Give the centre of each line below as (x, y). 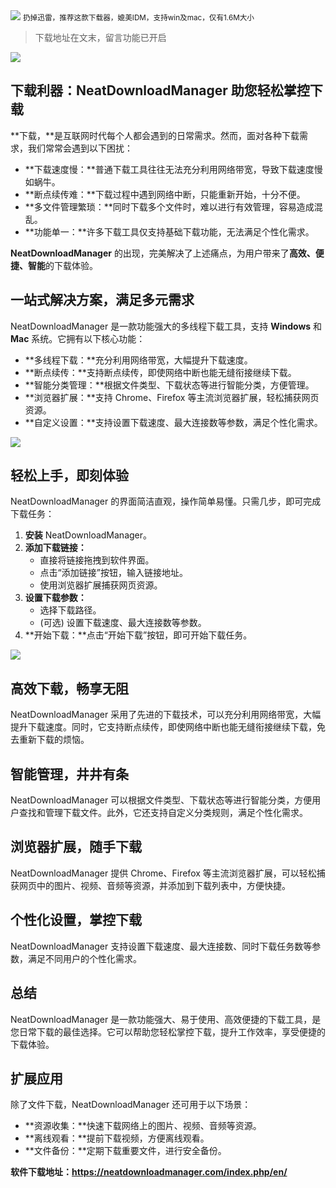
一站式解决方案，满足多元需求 (102, 300)
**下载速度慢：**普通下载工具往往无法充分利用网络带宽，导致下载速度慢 (173, 169)
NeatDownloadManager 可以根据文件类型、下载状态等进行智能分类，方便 (161, 800)
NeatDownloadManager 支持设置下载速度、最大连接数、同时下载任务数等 (161, 946)
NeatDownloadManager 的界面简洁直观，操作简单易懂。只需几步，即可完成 (166, 501)
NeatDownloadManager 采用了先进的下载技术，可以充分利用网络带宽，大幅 (166, 715)
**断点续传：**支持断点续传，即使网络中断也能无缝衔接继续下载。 (160, 372)
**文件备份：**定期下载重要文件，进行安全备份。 (125, 1151)
